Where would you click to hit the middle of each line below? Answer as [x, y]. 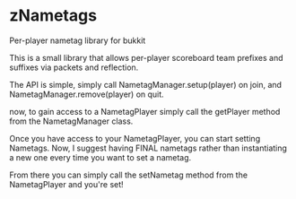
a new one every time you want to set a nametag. [100, 157]
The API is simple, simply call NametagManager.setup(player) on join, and [146, 84]
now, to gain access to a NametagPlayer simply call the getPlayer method [145, 111]
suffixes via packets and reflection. [74, 67]
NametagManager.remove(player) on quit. [87, 94]
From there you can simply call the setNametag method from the [129, 175]
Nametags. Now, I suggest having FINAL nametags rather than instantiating [148, 148]
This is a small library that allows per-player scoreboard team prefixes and [147, 57]
